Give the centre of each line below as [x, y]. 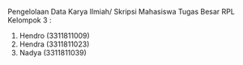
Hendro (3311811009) [54, 36]
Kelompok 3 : [30, 20]
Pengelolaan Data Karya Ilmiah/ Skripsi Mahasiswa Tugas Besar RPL [122, 12]
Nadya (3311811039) [53, 53]
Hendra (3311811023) [54, 44]
